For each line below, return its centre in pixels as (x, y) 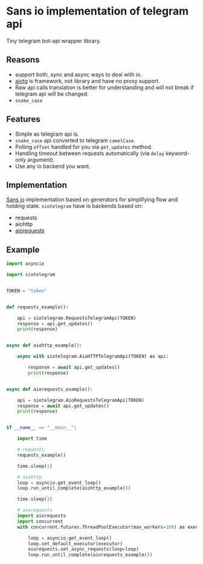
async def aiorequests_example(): (50, 389)
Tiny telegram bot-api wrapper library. (54, 41)
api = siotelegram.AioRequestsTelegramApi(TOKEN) (81, 400)
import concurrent (40, 521)
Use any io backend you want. (53, 166)
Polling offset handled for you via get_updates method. (84, 147)
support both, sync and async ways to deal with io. (78, 75)
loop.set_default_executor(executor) (75, 543)
